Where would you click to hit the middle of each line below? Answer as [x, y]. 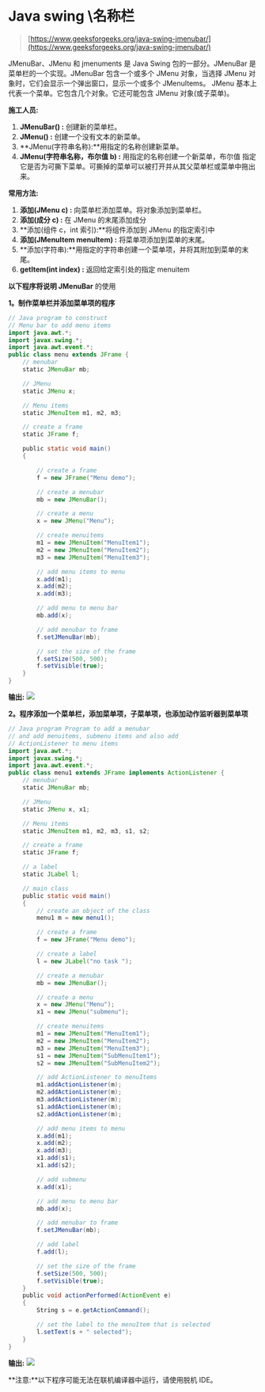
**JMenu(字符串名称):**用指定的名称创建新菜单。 [101, 146]
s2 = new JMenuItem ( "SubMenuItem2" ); [98, 1063]
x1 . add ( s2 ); [57, 1166]
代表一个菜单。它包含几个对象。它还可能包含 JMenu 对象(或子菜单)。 [121, 93]
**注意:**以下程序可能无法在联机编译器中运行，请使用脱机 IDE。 [113, 1379]
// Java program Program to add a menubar [79, 729]
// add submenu [62, 1179]
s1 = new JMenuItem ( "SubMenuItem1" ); [98, 1055]
